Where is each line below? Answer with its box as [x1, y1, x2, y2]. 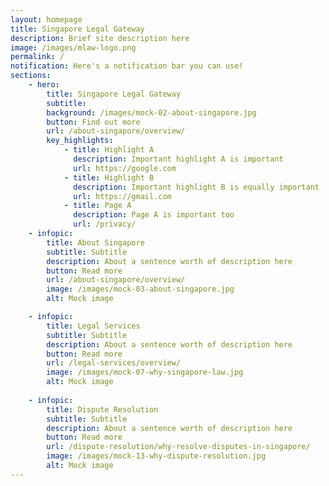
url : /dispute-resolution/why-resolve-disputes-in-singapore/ [46, 442, 311, 452]
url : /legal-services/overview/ [46, 358, 182, 368]
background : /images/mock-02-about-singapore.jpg [46, 107, 257, 118]
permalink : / [10, 52, 65, 62]
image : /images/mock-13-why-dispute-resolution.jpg [46, 451, 267, 461]
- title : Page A [63, 201, 132, 211]
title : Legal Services [46, 321, 141, 331]
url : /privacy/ [73, 219, 137, 230]
